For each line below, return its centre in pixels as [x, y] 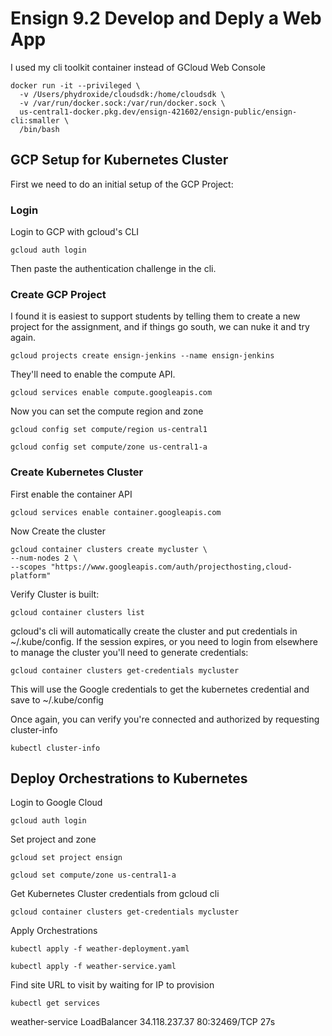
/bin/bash [39, 129]
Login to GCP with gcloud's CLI [75, 232]
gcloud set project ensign [66, 858]
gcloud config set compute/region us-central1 [109, 430]
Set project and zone [53, 839]
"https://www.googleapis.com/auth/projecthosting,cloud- [171, 567]
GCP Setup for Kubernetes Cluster [119, 160]
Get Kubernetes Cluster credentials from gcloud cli [115, 894]
